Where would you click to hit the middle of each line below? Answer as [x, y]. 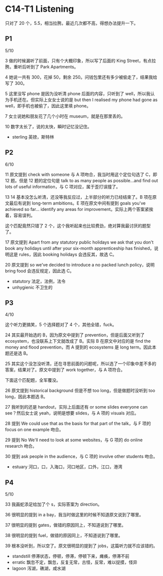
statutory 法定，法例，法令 [39, 281]
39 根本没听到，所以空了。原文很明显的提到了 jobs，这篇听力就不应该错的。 [81, 546]
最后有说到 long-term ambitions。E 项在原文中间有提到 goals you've [77, 203]
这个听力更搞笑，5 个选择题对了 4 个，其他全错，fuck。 [61, 325]
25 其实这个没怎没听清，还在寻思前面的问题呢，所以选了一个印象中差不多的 [81, 364]
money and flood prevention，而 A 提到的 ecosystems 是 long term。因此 [79, 347]
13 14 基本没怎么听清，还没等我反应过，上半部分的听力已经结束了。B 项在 [79, 197]
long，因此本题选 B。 [26, 397]
